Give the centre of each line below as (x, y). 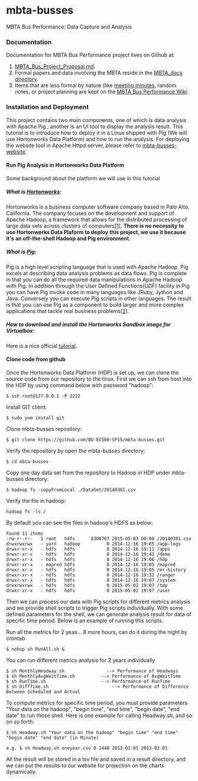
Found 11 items (25, 533)
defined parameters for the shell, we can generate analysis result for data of (99, 614)
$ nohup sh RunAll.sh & (35, 649)
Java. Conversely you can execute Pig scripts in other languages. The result (99, 298)
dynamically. (22, 772)
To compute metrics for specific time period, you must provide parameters (97, 703)
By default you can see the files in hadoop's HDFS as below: (80, 522)
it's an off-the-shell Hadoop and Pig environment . (69, 238)
